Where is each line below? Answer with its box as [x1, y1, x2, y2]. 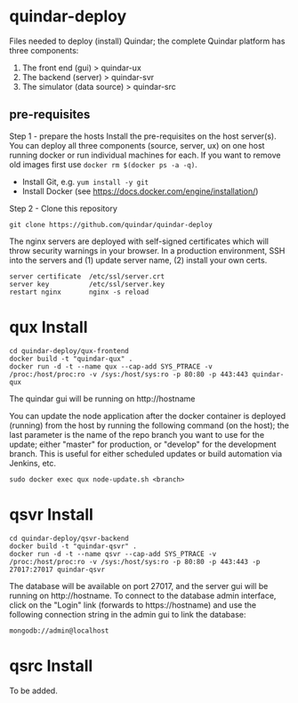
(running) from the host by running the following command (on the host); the [9, 420, 289, 431]
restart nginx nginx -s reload [9, 287, 149, 296]
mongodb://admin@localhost [9, 626, 109, 635]
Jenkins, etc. [9, 457, 56, 468]
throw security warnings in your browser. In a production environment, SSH [9, 245, 286, 255]
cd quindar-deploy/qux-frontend [9, 346, 129, 355]
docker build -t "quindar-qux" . [9, 354, 133, 363]
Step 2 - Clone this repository [9, 203, 118, 214]
